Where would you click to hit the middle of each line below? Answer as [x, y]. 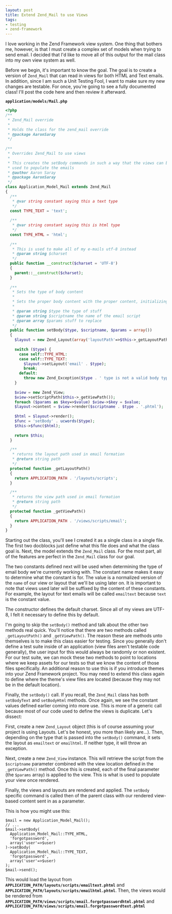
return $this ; [29, 435]
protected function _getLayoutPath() [50, 468]
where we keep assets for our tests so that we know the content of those [82, 663]
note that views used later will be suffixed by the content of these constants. [86, 589]
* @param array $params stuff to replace [57, 321]
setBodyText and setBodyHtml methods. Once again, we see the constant [81, 700]
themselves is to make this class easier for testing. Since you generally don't [86, 641]
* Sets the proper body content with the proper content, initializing [90, 302]
